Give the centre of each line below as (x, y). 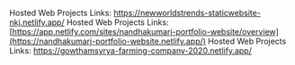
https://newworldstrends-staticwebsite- (187, 13)
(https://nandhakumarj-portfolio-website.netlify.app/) (108, 41)
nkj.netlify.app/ (37, 22)
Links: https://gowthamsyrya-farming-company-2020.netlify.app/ (130, 51)
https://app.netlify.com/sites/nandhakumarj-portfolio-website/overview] (145, 32)
